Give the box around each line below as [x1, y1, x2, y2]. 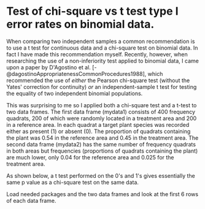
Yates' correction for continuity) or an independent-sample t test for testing [6, 83, 197, 90]
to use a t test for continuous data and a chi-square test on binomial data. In [6, 44, 198, 51]
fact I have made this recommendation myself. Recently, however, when [6, 50, 188, 58]
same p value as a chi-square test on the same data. [6, 178, 139, 186]
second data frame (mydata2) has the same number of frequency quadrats [6, 140, 196, 148]
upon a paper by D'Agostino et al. [6, 63, 91, 71]
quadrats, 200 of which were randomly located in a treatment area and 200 [6, 115, 197, 122]
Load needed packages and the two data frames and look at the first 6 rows [6, 190, 198, 197]
